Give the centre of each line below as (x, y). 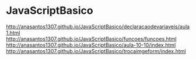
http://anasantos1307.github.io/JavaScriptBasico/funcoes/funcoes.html (91, 39)
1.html (13, 32)
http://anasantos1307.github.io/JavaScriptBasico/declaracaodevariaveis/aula (98, 27)
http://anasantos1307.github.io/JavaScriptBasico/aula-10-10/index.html (91, 45)
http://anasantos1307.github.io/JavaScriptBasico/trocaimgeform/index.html (96, 51)
